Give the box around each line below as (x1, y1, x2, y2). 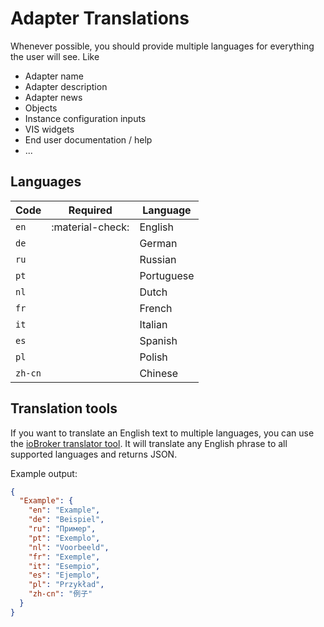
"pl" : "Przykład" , (28, 580, 105, 590)
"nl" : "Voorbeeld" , (28, 542, 110, 552)
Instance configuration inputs (24, 112, 147, 124)
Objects (24, 102, 58, 114)
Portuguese (139, 268, 195, 282)
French (139, 301, 173, 315)
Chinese (139, 366, 178, 380)
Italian (139, 317, 168, 331)
